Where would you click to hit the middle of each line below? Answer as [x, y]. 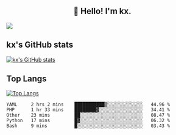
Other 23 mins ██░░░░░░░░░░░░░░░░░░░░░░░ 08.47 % [88, 115]
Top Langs [26, 79]
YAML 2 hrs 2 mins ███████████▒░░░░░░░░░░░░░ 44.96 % [88, 104]
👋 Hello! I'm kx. [102, 11]
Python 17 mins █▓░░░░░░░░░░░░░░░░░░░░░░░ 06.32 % [88, 121]
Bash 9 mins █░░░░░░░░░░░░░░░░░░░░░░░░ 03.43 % [88, 126]
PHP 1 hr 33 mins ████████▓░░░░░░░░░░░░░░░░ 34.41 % [88, 110]
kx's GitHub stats [40, 45]
